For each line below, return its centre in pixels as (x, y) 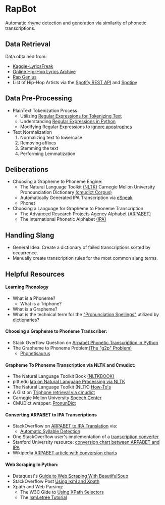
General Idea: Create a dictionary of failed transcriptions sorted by (81, 247)
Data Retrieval (28, 44)
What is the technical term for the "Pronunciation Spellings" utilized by (86, 314)
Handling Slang (30, 235)
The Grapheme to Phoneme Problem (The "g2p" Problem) (72, 348)
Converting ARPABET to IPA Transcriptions (51, 415)
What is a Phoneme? (34, 298)
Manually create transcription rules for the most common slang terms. (85, 258)
